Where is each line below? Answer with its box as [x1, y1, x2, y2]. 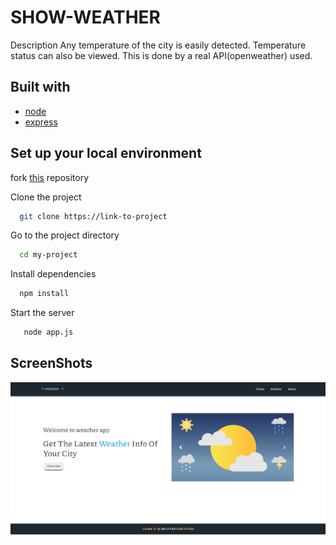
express [24, 116, 58, 128]
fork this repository [10, 171, 90, 183]
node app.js [23, 327, 74, 338]
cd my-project [19, 250, 78, 260]
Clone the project [10, 191, 82, 203]
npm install [19, 289, 70, 299]
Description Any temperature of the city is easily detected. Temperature [10, 39, 307, 51]
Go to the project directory [10, 229, 120, 241]
